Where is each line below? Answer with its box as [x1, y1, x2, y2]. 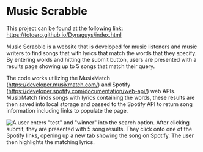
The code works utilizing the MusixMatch [6, 74, 111, 82]
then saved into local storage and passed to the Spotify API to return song [6, 100, 193, 108]
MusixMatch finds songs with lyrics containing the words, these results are [6, 94, 195, 101]
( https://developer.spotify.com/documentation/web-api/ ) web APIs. [6, 87, 176, 94]
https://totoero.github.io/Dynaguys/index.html [6, 31, 122, 38]
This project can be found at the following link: [6, 25, 124, 32]
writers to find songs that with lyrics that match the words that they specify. [6, 49, 197, 56]
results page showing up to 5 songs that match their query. [6, 63, 155, 70]
